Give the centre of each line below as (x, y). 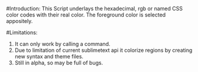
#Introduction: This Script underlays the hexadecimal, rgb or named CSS (95, 9)
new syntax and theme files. (49, 56)
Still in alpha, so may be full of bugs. (59, 63)
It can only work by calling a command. (62, 44)
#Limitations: (22, 32)
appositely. (20, 21)
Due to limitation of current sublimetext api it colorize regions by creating (103, 50)
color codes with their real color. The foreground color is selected (86, 15)
